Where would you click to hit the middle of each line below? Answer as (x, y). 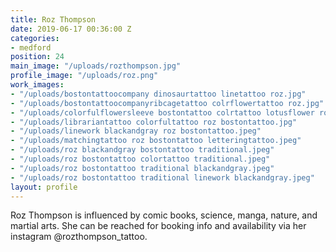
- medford (31, 47)
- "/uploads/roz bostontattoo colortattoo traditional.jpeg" (140, 159)
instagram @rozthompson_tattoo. (79, 237)
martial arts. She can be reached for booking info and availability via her (158, 226)
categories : (35, 38)
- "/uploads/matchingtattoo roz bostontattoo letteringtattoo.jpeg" (156, 141)
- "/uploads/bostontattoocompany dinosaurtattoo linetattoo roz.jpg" (158, 94)
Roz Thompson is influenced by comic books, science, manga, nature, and (164, 215)
